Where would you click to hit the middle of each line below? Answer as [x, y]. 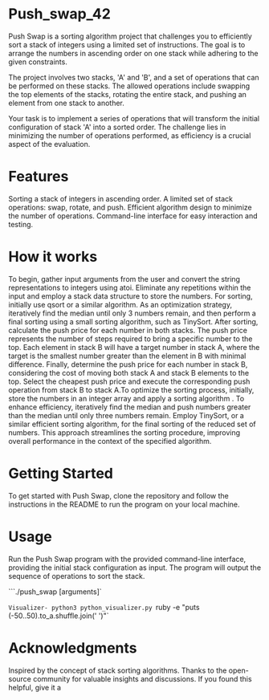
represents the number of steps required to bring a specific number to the [130, 339]
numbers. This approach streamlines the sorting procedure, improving [124, 432]
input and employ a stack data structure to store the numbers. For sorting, [130, 296]
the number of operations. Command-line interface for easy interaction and [133, 216]
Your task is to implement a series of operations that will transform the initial [134, 118]
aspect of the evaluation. [49, 144]
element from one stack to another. [66, 103]
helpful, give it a [35, 687]
